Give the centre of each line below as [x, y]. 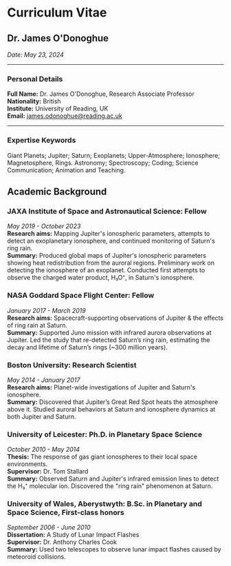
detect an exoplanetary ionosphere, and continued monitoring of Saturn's [111, 241]
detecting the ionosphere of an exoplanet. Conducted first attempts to [106, 270]
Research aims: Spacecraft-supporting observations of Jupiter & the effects [115, 318]
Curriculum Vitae [57, 13]
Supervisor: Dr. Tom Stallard [48, 472]
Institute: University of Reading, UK [58, 109]
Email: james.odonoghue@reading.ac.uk [65, 116]
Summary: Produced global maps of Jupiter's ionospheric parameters [107, 256]
